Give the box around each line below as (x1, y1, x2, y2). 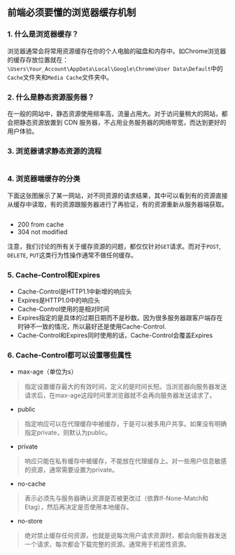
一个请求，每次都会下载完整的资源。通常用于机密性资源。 (24, 540, 190, 549)
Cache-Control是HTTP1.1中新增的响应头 (17, 287, 132, 296)
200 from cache (17, 220, 64, 228)
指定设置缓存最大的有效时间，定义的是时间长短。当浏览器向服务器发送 (24, 383, 227, 391)
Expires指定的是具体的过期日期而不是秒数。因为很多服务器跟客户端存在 (17, 313, 223, 322)
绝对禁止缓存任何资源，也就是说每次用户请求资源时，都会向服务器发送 (24, 531, 227, 540)
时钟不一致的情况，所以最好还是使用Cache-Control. (17, 322, 166, 331)
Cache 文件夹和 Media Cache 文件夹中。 (7, 73, 113, 81)
